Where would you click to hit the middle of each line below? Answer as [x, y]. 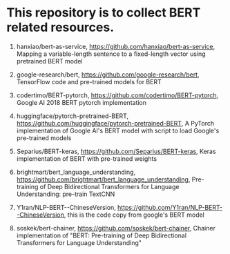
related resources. [60, 27]
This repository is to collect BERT [104, 13]
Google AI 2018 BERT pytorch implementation [81, 102]
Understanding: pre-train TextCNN [66, 194]
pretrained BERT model [49, 61]
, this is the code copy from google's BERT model [134, 215]
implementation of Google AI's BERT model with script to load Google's [118, 130]
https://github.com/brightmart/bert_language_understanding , [103, 179]
